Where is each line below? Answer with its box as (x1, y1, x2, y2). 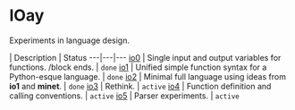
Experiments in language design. (9, 35, 130, 46)
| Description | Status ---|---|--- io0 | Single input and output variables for (9, 52, 282, 63)
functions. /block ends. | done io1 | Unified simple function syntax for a (9, 62, 267, 72)
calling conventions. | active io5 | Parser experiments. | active (9, 90, 240, 101)
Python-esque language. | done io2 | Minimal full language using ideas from (9, 71, 286, 81)
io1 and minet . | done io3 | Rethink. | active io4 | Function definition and (9, 80, 272, 91)
